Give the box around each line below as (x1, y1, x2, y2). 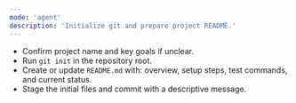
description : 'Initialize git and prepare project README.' (9, 21, 237, 30)
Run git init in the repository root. (21, 55, 153, 66)
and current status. (21, 74, 92, 84)
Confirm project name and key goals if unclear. (21, 45, 194, 56)
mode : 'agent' (9, 12, 62, 22)
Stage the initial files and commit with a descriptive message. (21, 83, 247, 94)
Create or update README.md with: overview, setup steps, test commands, (21, 64, 288, 75)
